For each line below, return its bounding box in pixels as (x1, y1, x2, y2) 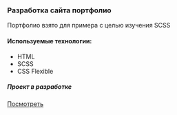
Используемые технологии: (7, 36, 92, 45)
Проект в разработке (7, 83, 72, 91)
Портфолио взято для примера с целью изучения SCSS (7, 21, 171, 30)
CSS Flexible (17, 67, 54, 75)
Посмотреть (7, 100, 44, 108)
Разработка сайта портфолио (7, 6, 112, 15)
